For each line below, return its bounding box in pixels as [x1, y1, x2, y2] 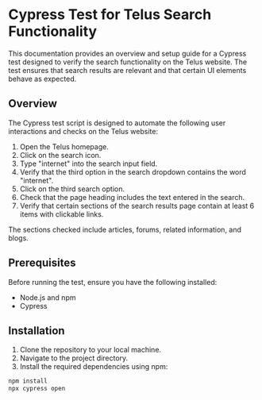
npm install [8, 377, 48, 386]
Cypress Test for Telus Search [8, 6, 212, 24]
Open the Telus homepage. [19, 141, 109, 152]
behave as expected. [8, 74, 77, 83]
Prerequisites [8, 256, 76, 270]
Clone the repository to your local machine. [19, 345, 161, 355]
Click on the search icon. [19, 150, 102, 160]
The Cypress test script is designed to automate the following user [8, 117, 226, 128]
